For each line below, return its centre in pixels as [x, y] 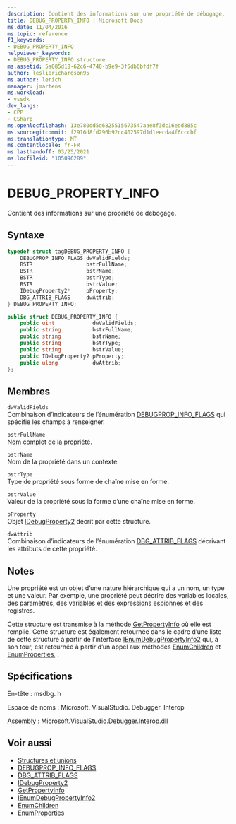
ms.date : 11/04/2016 [38, 27]
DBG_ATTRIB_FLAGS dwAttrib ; [67, 298]
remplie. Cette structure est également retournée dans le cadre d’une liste [114, 632]
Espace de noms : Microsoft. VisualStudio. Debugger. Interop [96, 707]
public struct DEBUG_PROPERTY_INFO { [63, 317]
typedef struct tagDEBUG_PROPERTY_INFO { [69, 252]
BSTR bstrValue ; [69, 284]
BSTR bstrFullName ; [74, 265]
